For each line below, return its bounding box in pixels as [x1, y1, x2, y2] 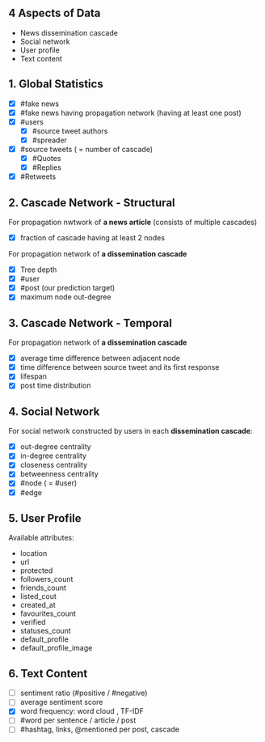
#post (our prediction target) [19, 283, 116, 293]
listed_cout [19, 591, 57, 601]
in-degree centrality [19, 451, 87, 460]
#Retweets [19, 172, 57, 181]
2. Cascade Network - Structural [8, 196, 175, 210]
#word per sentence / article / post [19, 715, 137, 725]
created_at [19, 600, 56, 610]
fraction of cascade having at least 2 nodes [19, 233, 166, 242]
